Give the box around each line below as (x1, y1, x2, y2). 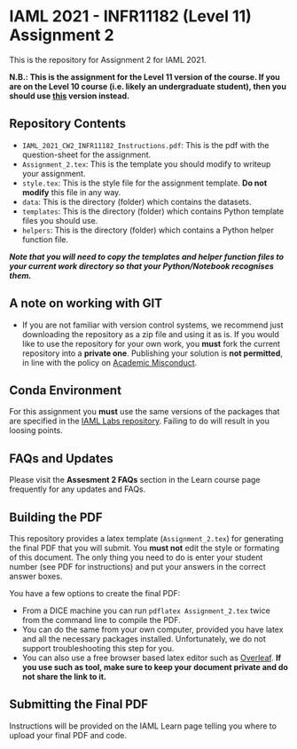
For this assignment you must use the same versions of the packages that (9, 406, 280, 417)
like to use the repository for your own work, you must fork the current (21, 338, 281, 349)
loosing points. (9, 425, 64, 436)
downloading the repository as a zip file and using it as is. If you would (21, 328, 279, 339)
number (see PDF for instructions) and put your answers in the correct (9, 562, 266, 572)
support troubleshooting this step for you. (21, 643, 175, 653)
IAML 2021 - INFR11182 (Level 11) (9, 6, 253, 27)
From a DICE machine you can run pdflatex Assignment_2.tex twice (21, 605, 270, 616)
